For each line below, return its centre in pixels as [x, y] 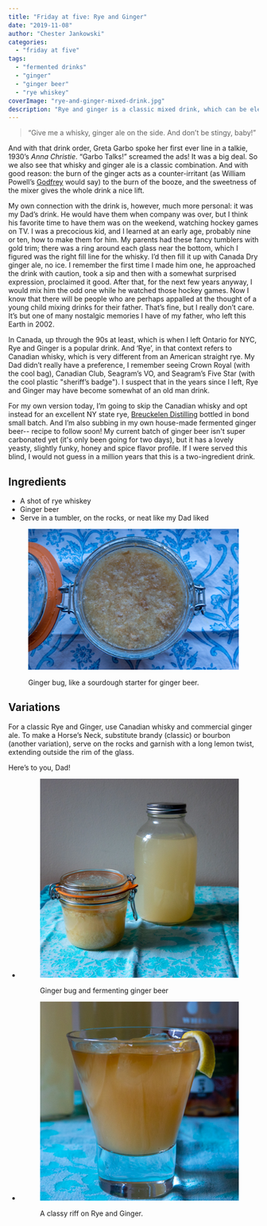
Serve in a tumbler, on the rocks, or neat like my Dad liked [114, 518]
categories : [28, 42]
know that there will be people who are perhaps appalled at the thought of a [132, 299]
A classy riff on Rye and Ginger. [91, 1213]
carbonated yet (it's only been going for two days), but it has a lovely [121, 440]
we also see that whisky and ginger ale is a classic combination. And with [128, 165]
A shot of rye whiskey [55, 501]
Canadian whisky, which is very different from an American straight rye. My [132, 357]
